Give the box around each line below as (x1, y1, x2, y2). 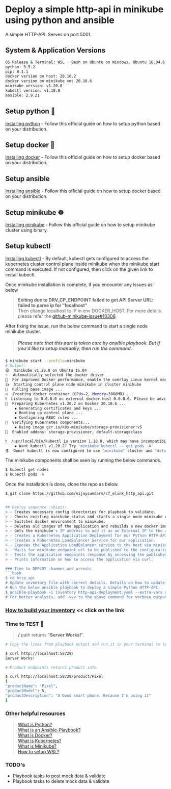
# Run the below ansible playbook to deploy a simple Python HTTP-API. (5, 585, 160, 590)
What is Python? (17, 721, 52, 727)
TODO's (5, 761, 25, 768)
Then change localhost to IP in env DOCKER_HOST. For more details (17, 308, 161, 314)
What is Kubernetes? (17, 737, 62, 744)
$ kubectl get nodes (5, 467, 49, 472)
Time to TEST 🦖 (5, 620, 44, 627)
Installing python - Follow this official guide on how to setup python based (5, 120, 160, 126)
